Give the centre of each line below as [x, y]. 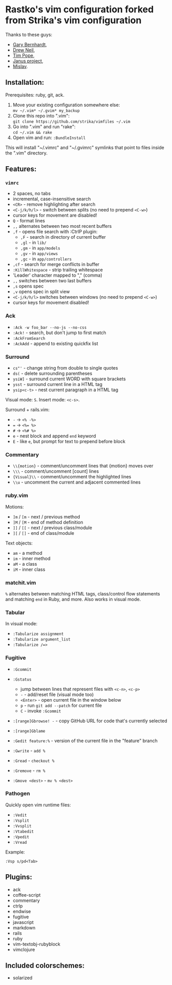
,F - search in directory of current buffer [63, 237]
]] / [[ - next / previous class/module [52, 528]
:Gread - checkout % [34, 760]
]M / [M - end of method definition [48, 522]
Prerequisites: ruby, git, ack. [35, 95]
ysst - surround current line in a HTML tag [58, 384]
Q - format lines [29, 221]
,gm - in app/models [40, 248]
